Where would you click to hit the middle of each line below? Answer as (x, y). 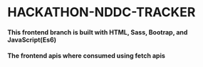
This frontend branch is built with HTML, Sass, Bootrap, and (98, 32)
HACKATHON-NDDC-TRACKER (101, 12)
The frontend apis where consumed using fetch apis (87, 56)
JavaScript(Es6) (32, 39)
